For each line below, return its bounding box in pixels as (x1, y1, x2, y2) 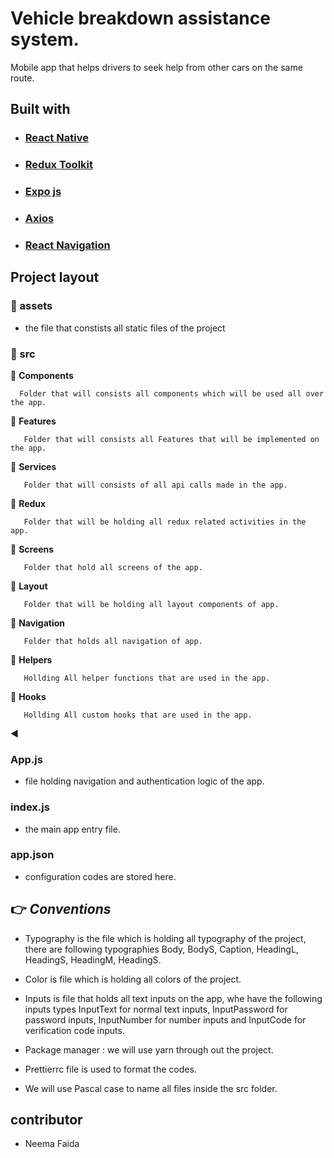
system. (10, 28, 80, 51)
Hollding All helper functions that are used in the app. (23, 673, 271, 683)
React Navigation (24, 238, 111, 252)
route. (10, 72, 35, 84)
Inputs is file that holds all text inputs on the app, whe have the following (24, 992, 323, 1004)
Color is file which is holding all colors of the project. (24, 973, 242, 985)
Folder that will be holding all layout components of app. (23, 599, 280, 609)
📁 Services (10, 460, 57, 472)
